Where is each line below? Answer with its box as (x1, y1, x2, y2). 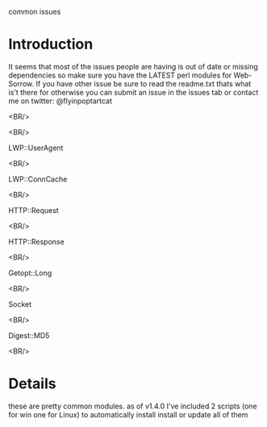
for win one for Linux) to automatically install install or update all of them (8, 409, 248, 419)
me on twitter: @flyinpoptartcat (8, 96, 113, 106)
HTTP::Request (8, 205, 59, 215)
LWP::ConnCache (8, 174, 68, 184)
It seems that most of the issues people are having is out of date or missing (8, 61, 258, 71)
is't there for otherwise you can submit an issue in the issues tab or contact (8, 87, 259, 97)
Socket (8, 299, 32, 309)
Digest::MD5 (8, 330, 50, 340)
